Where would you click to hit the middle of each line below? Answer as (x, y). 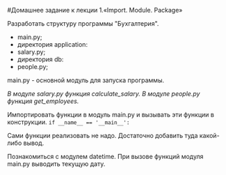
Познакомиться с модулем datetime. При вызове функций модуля (105, 157)
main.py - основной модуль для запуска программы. (86, 80)
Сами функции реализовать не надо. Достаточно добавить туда (103, 136)
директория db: (40, 59)
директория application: (53, 44)
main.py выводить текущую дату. (56, 164)
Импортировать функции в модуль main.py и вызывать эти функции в (111, 115)
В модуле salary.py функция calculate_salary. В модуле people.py (104, 94)
